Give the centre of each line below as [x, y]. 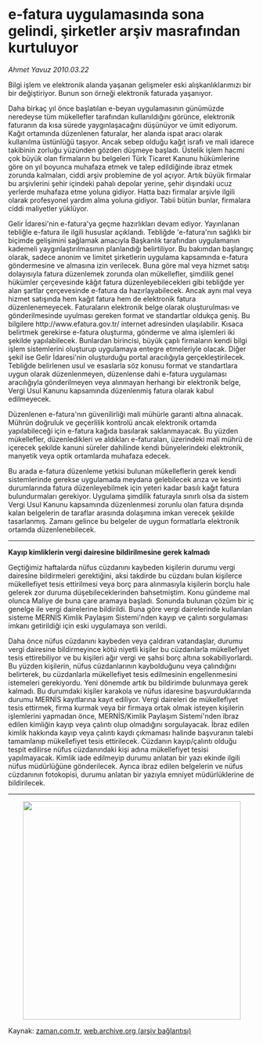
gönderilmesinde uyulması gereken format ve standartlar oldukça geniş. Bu [129, 315]
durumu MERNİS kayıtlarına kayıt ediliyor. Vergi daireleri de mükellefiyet [123, 699]
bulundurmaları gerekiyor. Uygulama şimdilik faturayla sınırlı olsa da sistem [128, 496]
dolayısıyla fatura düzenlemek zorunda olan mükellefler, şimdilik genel [121, 273]
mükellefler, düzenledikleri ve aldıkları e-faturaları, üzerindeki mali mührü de [130, 439]
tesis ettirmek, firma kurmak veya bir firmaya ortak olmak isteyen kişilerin [126, 708]
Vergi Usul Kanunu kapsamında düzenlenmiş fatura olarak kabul [111, 390]
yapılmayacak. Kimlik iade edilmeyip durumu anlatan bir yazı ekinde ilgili [124, 758]
